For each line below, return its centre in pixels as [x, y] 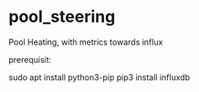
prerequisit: [30, 59]
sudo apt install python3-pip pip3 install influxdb [99, 77]
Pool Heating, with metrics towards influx [86, 42]
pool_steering [62, 17]
